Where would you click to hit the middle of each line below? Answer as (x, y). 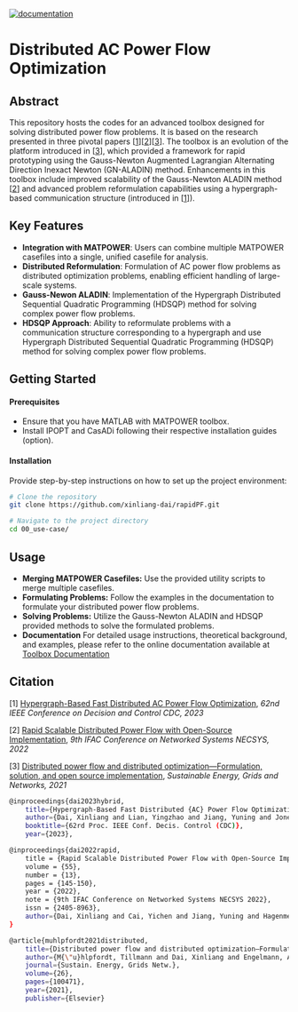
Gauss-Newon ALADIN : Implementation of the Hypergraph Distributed (151, 294)
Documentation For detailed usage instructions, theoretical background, (155, 634)
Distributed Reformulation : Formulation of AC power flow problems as (151, 266)
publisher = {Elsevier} (65, 998)
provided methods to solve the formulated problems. (118, 626)
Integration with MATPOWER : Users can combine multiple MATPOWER (153, 247)
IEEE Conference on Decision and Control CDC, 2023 (106, 713)
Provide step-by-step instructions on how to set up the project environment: (148, 481)
